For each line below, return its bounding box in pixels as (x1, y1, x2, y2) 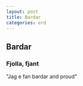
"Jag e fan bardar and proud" (6, 73, 77, 80)
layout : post (6, 8, 39, 15)
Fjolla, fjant (6, 59, 39, 68)
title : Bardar (6, 14, 41, 20)
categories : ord (6, 20, 46, 26)
